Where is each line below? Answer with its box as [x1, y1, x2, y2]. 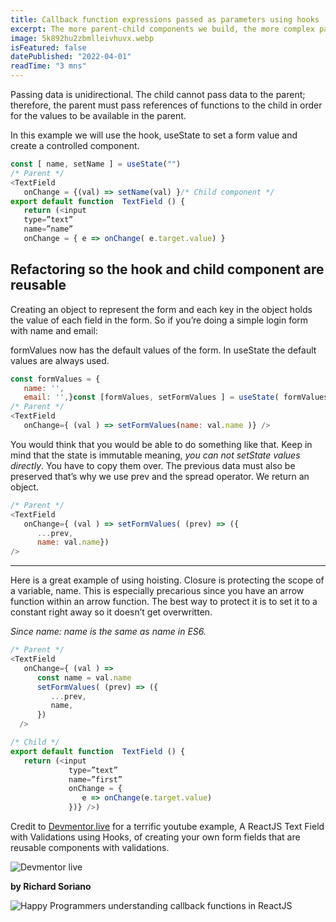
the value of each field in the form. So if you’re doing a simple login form [10, 314, 309, 326]
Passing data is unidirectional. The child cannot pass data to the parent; [10, 89, 306, 100]
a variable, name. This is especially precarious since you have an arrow [10, 585, 305, 597]
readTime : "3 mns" [10, 61, 87, 71]
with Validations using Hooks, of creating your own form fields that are [10, 831, 301, 843]
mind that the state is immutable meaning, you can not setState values [10, 449, 301, 461]
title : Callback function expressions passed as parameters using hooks [10, 14, 320, 25]
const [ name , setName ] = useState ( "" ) [10, 159, 182, 169]
